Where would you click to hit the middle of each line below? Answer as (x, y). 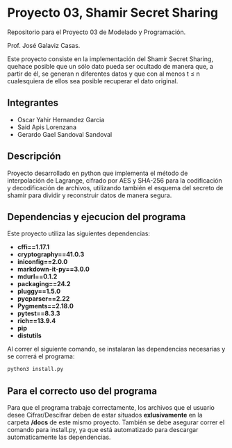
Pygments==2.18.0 (45, 306)
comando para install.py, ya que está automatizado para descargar (103, 430)
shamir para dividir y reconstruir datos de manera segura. (90, 195)
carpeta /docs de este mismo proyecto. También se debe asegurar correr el (116, 422)
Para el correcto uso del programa (82, 391)
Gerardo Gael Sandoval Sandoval (65, 134)
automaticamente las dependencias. (59, 437)
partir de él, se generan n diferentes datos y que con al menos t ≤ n (103, 74)
